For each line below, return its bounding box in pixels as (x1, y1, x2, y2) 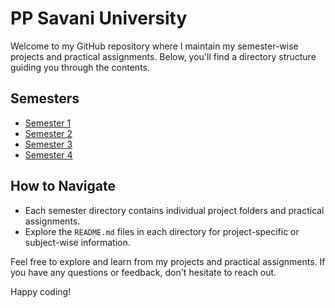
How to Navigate (10, 178, 117, 195)
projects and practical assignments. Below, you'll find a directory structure (10, 50, 317, 62)
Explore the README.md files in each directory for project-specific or (24, 225, 300, 237)
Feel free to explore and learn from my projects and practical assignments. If (10, 255, 326, 267)
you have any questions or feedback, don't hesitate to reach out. (10, 266, 277, 278)
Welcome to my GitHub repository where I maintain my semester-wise (10, 40, 299, 52)
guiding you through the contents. (10, 61, 150, 73)
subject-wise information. (24, 236, 131, 248)
